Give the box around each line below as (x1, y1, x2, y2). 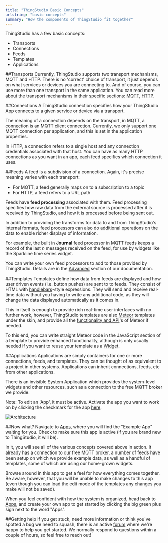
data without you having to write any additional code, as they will (15, 292, 149, 298)
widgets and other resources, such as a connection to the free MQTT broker (5, 384, 163, 390)
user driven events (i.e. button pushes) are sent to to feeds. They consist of (5, 281, 161, 287)
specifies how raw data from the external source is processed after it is (5, 205, 152, 211)
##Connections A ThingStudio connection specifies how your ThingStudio (5, 103, 159, 109)
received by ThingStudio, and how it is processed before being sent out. (5, 210, 154, 216)
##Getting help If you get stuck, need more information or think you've (5, 516, 151, 522)
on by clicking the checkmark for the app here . (5, 404, 102, 410)
